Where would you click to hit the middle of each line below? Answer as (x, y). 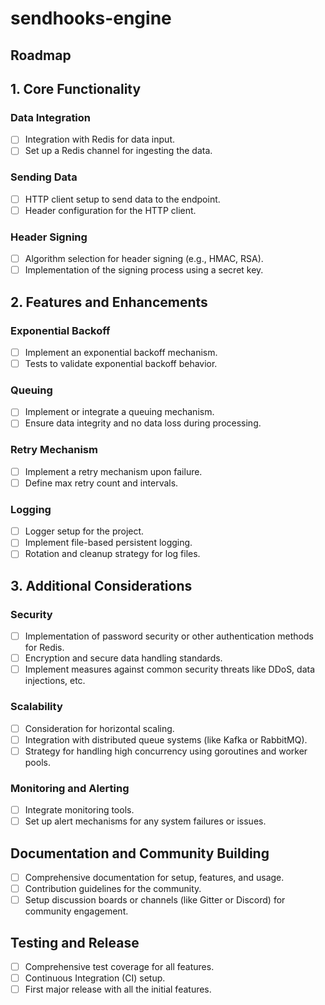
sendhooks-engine (91, 18)
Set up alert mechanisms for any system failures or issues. (145, 821)
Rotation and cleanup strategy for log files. (112, 554)
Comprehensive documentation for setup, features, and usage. (154, 877)
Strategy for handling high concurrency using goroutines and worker (166, 751)
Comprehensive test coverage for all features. (119, 966)
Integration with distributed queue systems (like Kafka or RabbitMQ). (166, 739)
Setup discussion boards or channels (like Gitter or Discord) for (155, 900)
